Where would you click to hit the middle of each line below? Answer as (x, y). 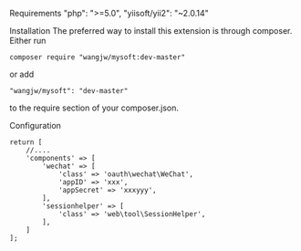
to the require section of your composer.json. (94, 108)
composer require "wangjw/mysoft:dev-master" (97, 58)
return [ (26, 142)
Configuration (36, 125)
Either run (28, 41)
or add (22, 74)
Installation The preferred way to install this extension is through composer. (151, 31)
